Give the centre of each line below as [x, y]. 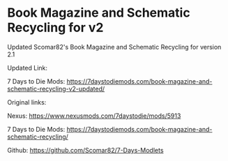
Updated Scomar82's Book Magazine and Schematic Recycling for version [114, 47]
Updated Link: [27, 68]
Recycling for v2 [55, 28]
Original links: [27, 102]
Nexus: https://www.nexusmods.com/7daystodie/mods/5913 [94, 116]
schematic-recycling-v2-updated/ [56, 89]
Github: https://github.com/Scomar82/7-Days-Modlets [85, 150]
